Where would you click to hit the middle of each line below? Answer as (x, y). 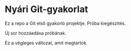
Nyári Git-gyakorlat (46, 9)
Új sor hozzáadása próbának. (36, 33)
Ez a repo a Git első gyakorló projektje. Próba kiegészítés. (65, 23)
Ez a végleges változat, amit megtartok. (46, 43)
